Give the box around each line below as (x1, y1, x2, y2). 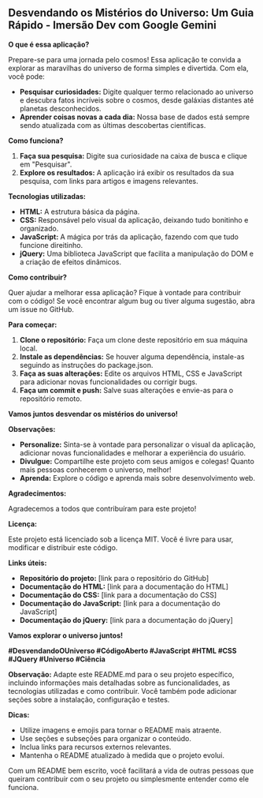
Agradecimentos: (8, 489, 67, 498)
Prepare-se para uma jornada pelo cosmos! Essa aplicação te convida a (8, 54, 242, 64)
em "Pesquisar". (19, 159, 72, 169)
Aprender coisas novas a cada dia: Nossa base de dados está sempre (19, 112, 250, 122)
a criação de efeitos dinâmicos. (19, 257, 122, 267)
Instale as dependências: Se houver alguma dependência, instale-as (19, 351, 245, 362)
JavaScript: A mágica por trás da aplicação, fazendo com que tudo (19, 232, 239, 242)
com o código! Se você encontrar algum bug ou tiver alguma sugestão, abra (8, 296, 256, 305)
